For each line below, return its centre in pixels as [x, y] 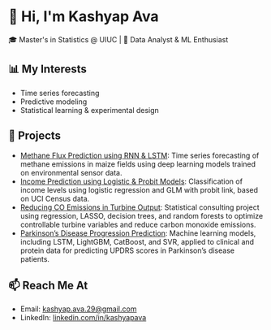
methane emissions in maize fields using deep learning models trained [138, 164]
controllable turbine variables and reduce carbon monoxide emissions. [138, 224]
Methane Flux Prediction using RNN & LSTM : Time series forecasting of [140, 155]
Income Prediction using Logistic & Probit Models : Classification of [131, 181]
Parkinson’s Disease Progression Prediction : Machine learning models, [138, 233]
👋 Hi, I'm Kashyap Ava [84, 17]
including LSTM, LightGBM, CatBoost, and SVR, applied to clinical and [137, 241]
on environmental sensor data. [71, 172]
